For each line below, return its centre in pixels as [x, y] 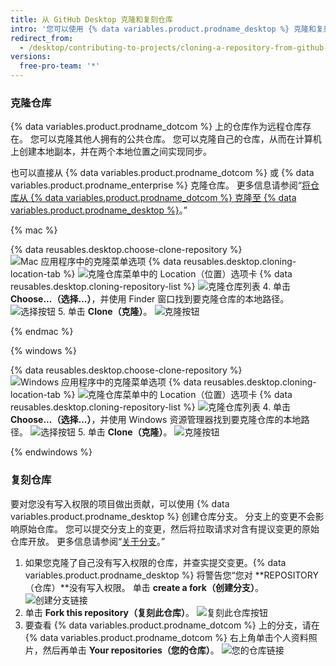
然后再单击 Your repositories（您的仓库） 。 [131, 650]
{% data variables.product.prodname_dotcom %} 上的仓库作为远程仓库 [156, 127]
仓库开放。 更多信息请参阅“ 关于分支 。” [88, 541]
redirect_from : [42, 38]
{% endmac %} [42, 332]
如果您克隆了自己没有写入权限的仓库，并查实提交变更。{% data [155, 562]
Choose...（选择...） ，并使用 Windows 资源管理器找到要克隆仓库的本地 [156, 420]
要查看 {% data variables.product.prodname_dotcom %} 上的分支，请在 [172, 625]
